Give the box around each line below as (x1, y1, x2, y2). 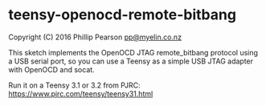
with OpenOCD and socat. (8, 64, 95, 74)
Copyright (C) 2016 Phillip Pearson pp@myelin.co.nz (8, 32, 182, 42)
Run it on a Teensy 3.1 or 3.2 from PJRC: (8, 80, 141, 90)
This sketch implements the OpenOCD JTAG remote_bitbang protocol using (8, 47, 259, 57)
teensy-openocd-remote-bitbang (8, 6, 237, 24)
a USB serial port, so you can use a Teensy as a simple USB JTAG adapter (8, 56, 254, 66)
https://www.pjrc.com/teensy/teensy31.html (8, 88, 153, 98)
